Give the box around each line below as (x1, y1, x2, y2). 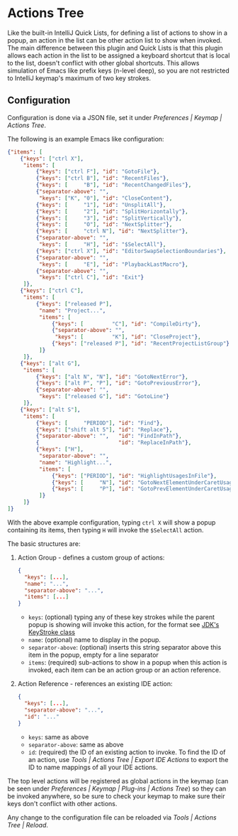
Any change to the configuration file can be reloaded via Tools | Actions (7, 813, 217, 822)
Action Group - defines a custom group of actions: (17, 553, 165, 562)
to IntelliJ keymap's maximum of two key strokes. (7, 73, 151, 82)
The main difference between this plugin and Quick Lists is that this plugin (7, 43, 223, 52)
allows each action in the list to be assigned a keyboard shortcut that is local (7, 51, 230, 60)
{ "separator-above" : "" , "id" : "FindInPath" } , (35, 432, 182, 440)
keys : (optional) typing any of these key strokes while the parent (28, 613, 215, 621)
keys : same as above (28, 732, 89, 741)
